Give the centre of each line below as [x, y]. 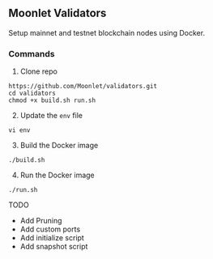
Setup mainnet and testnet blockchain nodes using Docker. [106, 32]
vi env [19, 130]
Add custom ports [50, 229]
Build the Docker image [59, 146]
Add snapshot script [54, 247]
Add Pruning [41, 221]
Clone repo [39, 71]
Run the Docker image [57, 175]
